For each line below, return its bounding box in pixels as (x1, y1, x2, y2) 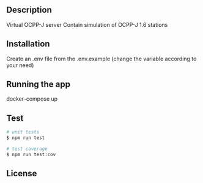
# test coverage (6, 146, 48, 152)
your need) (6, 61, 34, 69)
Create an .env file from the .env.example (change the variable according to (6, 55, 197, 62)
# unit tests (6, 129, 40, 135)
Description (6, 5, 52, 15)
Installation (6, 39, 50, 49)
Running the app (6, 79, 70, 90)
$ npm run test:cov (6, 151, 56, 157)
